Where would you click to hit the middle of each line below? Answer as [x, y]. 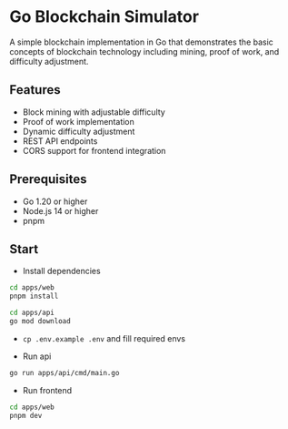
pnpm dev [26, 415]
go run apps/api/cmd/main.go [65, 373]
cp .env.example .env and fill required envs [104, 338]
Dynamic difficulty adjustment [79, 131]
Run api [37, 356]
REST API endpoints [60, 141]
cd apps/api [32, 313]
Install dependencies [62, 271]
